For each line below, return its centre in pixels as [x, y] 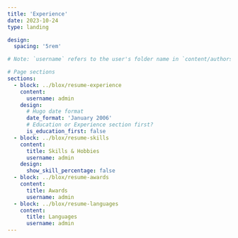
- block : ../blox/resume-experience [68, 85]
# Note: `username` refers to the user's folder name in [93, 59]
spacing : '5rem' [38, 47]
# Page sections [31, 72]
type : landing [28, 27]
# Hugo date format [55, 112]
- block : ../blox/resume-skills [62, 138]
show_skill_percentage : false [70, 171]
